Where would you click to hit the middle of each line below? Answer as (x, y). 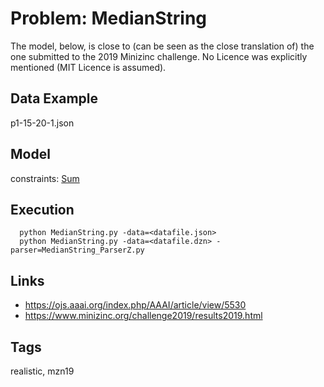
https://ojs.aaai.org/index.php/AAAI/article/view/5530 (135, 305)
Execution (42, 209)
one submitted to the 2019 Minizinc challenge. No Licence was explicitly (159, 56)
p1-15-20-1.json (42, 123)
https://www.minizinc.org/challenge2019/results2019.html (143, 316)
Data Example (54, 98)
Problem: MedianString (109, 18)
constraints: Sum (45, 178)
